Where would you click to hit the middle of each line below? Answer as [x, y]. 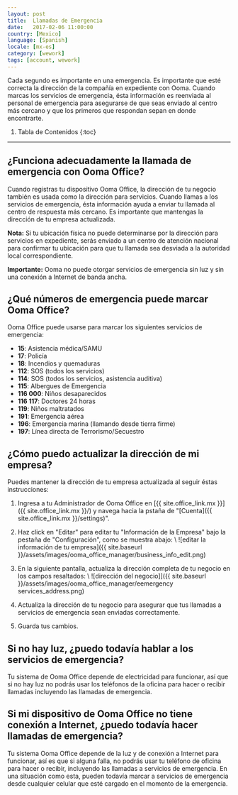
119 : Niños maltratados [51, 409]
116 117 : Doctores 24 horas [56, 401]
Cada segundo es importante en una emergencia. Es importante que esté [114, 80]
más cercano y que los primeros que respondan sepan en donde [102, 110]
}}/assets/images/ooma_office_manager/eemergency [95, 583]
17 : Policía [32, 356]
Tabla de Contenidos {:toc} [57, 131]
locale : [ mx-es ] [31, 47]
